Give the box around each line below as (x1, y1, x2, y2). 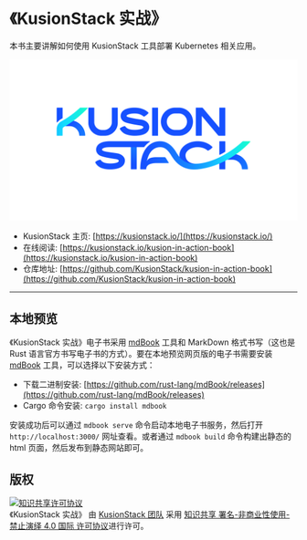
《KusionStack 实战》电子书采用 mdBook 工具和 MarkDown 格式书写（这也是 (9, 337, 296, 348)
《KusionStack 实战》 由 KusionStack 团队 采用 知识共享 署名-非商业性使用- (9, 509, 291, 520)
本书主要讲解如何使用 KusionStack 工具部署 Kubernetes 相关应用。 (9, 40, 261, 51)
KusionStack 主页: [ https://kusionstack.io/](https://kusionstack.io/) (22, 231, 273, 242)
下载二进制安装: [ (22, 379, 87, 390)
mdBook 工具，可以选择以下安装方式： (9, 359, 155, 370)
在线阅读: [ (22, 243, 63, 254)
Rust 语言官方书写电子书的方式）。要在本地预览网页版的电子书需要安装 (9, 348, 273, 359)
